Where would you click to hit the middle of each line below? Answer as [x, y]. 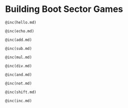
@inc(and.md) [19, 75]
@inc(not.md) [19, 83]
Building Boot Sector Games [64, 9]
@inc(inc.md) [19, 101]
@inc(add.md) [19, 40]
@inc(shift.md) [21, 92]
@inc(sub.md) [19, 48]
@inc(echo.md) [20, 31]
